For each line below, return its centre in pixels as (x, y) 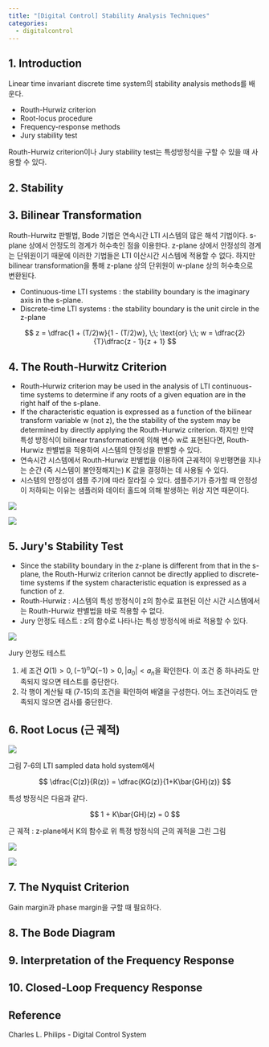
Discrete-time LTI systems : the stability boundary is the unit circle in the (139, 309)
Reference (35, 1015)
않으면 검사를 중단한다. (77, 702)
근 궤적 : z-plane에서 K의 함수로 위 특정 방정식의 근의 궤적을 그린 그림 (117, 831)
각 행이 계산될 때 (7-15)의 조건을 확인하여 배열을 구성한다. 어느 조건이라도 (134, 692)
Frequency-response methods (70, 127)
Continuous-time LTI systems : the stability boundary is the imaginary (135, 292)
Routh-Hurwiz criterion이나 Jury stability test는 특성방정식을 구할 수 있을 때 (129, 152)
